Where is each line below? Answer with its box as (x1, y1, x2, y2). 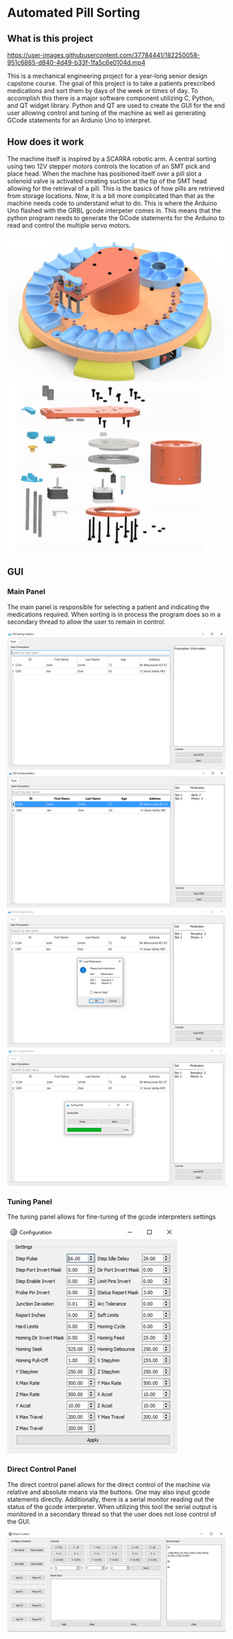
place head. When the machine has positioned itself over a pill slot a (7, 169, 202, 178)
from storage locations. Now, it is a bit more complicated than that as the (7, 191, 215, 199)
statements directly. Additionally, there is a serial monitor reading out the (7, 1495, 214, 1504)
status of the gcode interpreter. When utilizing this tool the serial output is (7, 1502, 218, 1510)
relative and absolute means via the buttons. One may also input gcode (7, 1488, 210, 1496)
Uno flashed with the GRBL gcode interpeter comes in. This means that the (7, 206, 221, 215)
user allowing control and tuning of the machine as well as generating (7, 109, 206, 117)
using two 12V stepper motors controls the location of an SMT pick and (7, 162, 210, 170)
